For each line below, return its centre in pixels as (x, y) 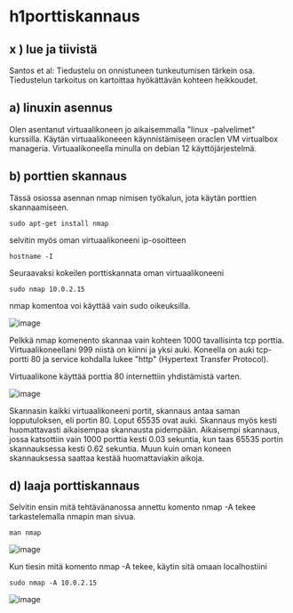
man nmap (25, 533)
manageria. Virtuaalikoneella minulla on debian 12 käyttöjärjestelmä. (133, 148)
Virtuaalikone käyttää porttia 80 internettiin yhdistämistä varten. (126, 376)
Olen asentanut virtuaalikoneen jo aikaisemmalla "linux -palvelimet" (132, 129)
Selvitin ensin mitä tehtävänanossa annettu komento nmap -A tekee (132, 507)
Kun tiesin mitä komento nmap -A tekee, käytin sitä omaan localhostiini (139, 567)
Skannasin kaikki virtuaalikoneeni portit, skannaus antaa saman (125, 410)
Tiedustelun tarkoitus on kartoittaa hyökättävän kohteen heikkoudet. (134, 80)
